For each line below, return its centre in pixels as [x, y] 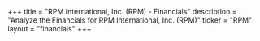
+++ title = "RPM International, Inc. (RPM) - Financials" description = [122, 12]
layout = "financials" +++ [50, 29]
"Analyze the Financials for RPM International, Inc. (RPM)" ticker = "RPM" [130, 20]
